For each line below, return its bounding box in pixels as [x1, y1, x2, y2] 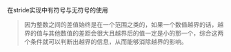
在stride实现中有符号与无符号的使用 [7, 6, 108, 14]
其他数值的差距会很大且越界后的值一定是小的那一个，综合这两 [48, 29, 224, 37]
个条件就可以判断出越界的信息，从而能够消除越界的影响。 [23, 38, 188, 46]
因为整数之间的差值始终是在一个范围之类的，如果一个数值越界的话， [23, 21, 218, 29]
